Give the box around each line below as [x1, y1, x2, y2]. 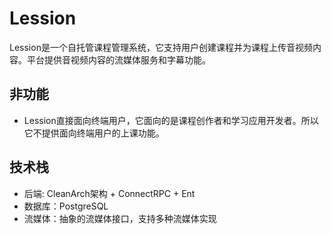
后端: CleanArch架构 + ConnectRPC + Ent [23, 187, 196, 199]
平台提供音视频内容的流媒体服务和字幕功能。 [26, 53, 211, 66]
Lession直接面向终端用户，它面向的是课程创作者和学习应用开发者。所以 [23, 114, 319, 126]
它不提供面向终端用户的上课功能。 [23, 127, 165, 139]
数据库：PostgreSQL [23, 200, 109, 212]
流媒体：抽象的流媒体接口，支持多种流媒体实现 [23, 212, 217, 224]
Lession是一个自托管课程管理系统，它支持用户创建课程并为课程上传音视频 [9, 41, 313, 53]
